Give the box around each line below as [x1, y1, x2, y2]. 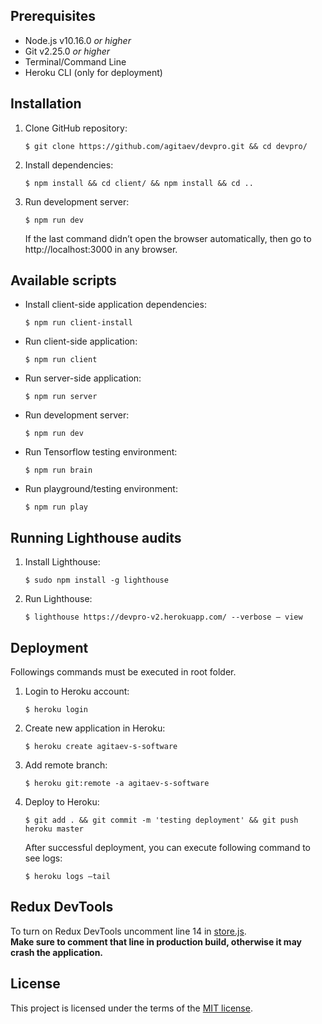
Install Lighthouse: [24, 556, 101, 568]
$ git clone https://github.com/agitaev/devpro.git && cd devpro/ [24, 141, 308, 151]
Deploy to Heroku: [24, 796, 100, 808]
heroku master [24, 824, 84, 834]
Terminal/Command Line [24, 55, 127, 68]
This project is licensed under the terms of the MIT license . [10, 1002, 253, 1014]
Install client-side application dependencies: [24, 299, 207, 311]
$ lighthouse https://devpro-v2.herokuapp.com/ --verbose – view [24, 612, 303, 623]
